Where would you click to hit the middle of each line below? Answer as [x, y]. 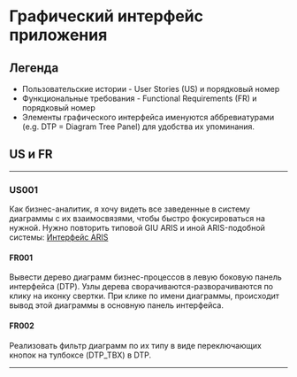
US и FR [31, 154]
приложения [58, 35]
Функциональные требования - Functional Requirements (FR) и [140, 98]
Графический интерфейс [106, 16]
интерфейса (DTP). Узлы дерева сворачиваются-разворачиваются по [141, 287]
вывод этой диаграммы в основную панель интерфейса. [116, 305]
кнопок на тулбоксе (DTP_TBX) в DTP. [80, 355]
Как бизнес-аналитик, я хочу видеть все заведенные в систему [129, 209]
